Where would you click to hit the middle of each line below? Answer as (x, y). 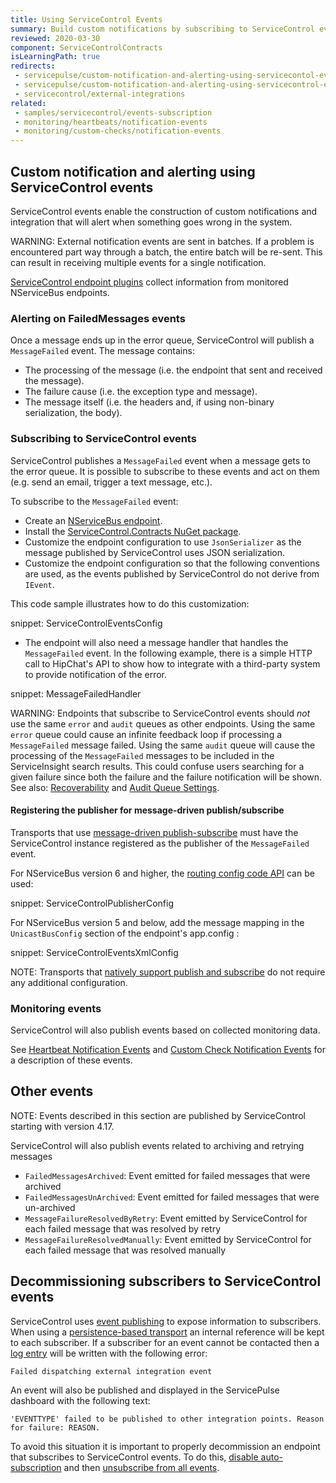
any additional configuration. (69, 982)
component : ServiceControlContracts (86, 47)
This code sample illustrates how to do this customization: (130, 603)
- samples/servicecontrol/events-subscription (113, 112)
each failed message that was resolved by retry (123, 1228)
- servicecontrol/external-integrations (100, 94)
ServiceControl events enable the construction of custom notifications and (164, 211)
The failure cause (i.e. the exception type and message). (141, 392)
